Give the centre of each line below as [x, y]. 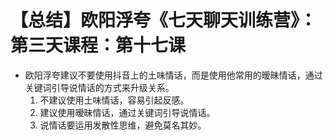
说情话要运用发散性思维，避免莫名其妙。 [123, 125]
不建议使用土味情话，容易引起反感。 [114, 100]
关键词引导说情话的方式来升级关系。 [99, 87]
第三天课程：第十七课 [98, 45]
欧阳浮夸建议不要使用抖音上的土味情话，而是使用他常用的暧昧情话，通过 [173, 75]
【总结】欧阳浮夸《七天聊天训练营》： [164, 20]
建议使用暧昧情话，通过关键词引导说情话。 [127, 112]
